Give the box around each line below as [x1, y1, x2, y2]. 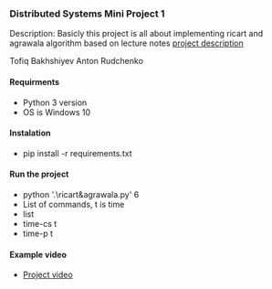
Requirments [9, 76, 60, 87]
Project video [22, 269, 73, 281]
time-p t [22, 228, 53, 239]
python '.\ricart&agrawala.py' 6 [22, 188, 140, 199]
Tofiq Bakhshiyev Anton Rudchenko [9, 56, 144, 67]
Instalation [9, 127, 51, 139]
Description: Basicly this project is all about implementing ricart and [9, 28, 264, 39]
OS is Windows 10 [22, 106, 91, 117]
